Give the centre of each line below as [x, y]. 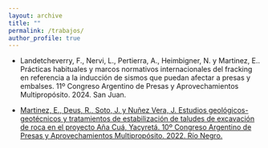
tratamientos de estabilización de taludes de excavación [162, 119]
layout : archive [35, 16]
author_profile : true [45, 38]
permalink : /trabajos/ [46, 30]
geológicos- [228, 110]
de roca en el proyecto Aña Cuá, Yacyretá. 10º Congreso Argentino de [136, 127]
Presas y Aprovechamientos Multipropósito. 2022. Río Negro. [121, 136]
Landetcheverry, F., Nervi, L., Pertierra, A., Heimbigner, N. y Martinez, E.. [140, 61]
